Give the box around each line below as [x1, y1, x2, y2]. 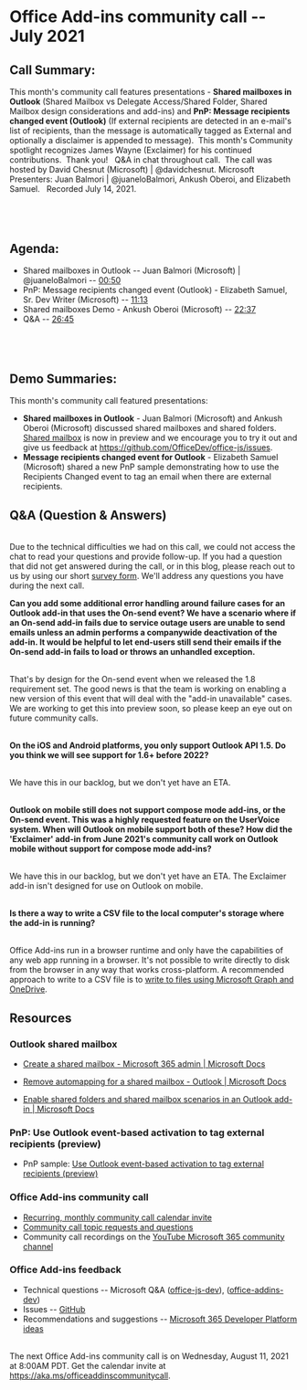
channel [22, 1240, 54, 1252]
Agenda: [9, 240, 59, 257]
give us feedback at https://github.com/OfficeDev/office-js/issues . [22, 442, 273, 453]
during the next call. [9, 580, 85, 591]
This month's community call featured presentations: [9, 395, 208, 406]
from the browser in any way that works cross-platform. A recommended [9, 964, 285, 975]
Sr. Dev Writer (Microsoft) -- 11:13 [22, 294, 149, 305]
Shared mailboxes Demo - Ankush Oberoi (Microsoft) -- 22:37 [22, 304, 257, 315]
